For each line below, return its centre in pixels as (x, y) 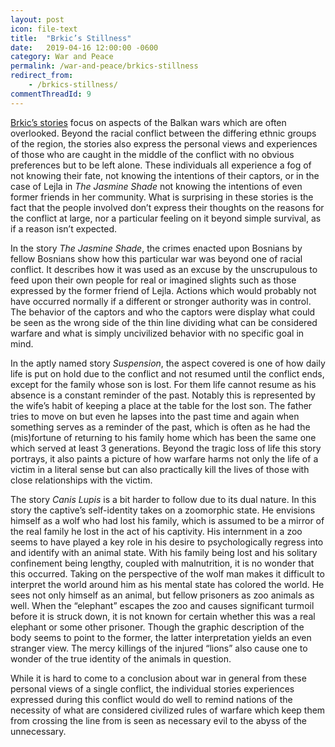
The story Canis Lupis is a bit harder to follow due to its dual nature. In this (163, 499)
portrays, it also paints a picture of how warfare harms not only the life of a (164, 458)
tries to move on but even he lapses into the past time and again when (155, 416)
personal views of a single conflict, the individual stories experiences (152, 688)
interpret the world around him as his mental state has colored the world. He (167, 584)
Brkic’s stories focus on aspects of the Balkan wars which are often (148, 122)
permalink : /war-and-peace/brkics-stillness (104, 66)
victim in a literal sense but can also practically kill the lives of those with (160, 469)
